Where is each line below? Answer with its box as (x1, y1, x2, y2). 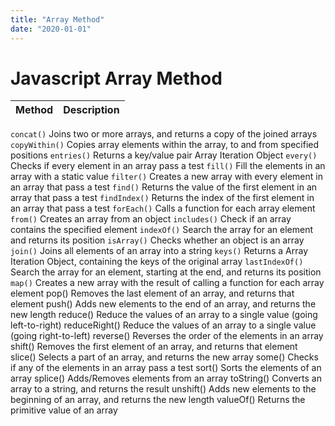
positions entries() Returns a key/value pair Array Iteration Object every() (10, 149, 318, 161)
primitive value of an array (10, 404, 118, 416)
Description (63, 103, 120, 117)
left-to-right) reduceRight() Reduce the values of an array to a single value (10, 319, 317, 331)
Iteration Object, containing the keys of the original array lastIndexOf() (10, 256, 304, 268)
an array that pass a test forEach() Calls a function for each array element (10, 202, 316, 215)
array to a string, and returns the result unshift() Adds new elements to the (10, 383, 317, 395)
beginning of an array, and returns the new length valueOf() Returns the (10, 394, 306, 406)
